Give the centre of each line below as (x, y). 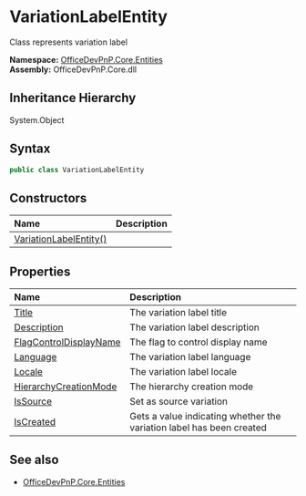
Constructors (48, 198)
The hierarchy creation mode (192, 387)
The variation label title (178, 313)
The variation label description (194, 327)
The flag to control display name (199, 342)
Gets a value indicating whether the (205, 417)
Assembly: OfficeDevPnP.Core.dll (73, 69)
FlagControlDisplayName (67, 342)
